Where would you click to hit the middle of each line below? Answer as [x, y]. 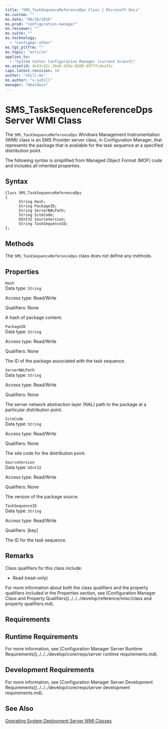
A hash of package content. [34, 317]
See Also [19, 709]
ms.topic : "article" [27, 52]
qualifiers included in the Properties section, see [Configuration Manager [80, 593]
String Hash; [32, 202]
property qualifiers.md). [30, 604]
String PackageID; [38, 206]
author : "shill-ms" [26, 76]
